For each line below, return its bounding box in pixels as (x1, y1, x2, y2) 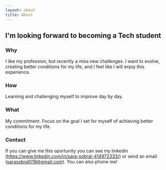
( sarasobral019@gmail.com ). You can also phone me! (5, 159, 117, 165)
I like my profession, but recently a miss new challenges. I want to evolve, (5, 58, 160, 65)
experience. (5, 69, 31, 75)
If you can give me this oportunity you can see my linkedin (5, 148, 128, 154)
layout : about (5, 7, 36, 13)
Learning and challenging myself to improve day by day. (5, 93, 124, 100)
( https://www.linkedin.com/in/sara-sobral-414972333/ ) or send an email (5, 153, 157, 159)
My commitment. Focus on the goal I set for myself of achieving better (5, 118, 153, 124)
